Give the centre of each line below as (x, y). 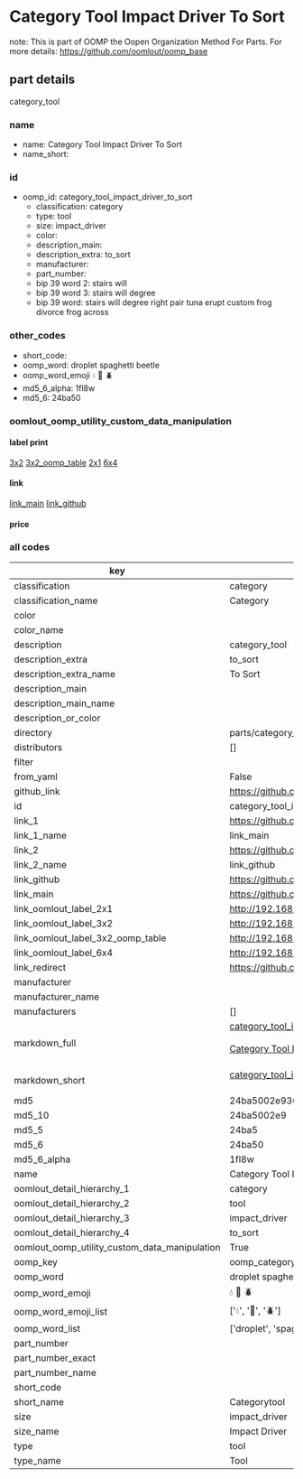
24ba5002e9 (258, 1115)
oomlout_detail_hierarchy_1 (72, 1188)
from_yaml (36, 777)
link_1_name (41, 835)
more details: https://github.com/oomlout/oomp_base (109, 51)
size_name (37, 1431)
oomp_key (36, 1261)
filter (24, 762)
